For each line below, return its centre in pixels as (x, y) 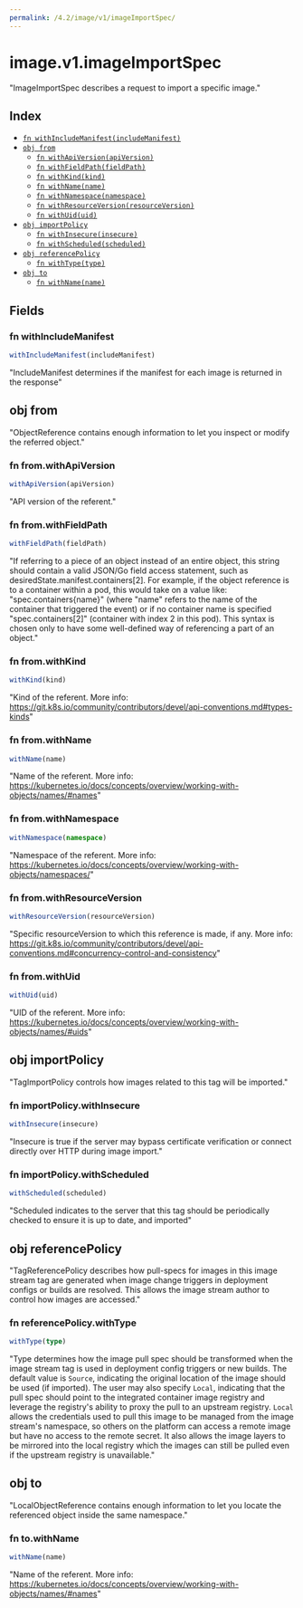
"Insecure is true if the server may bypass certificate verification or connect (151, 1141)
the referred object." (47, 442)
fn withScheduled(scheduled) (91, 244)
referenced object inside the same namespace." (99, 1515)
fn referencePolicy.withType (73, 1323)
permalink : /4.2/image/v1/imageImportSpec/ (93, 18)
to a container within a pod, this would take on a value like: (118, 590)
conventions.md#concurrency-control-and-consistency (113, 952)
